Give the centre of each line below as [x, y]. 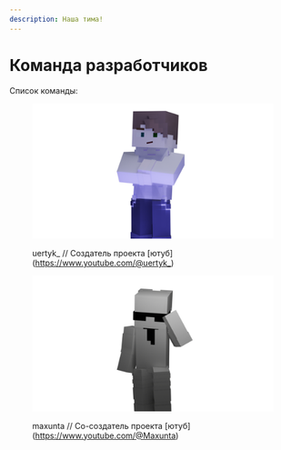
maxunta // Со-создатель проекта [98, 425]
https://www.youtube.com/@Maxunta [105, 435]
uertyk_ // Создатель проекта [89, 254]
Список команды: [44, 90]
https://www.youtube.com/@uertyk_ [103, 263]
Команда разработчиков [109, 65]
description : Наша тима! [56, 19]
